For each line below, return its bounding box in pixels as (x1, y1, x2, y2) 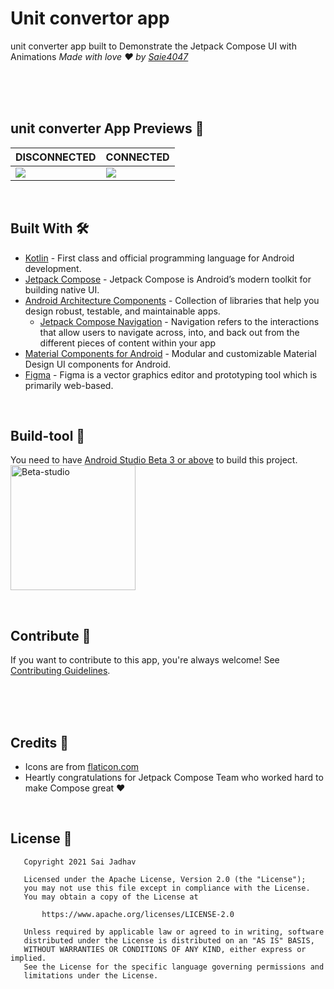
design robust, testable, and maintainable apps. (24, 305, 221, 317)
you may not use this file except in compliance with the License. (23, 883, 311, 893)
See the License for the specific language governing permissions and (23, 962, 325, 972)
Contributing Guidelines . (10, 665, 111, 677)
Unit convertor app (10, 7, 170, 30)
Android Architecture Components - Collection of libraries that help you (24, 294, 320, 306)
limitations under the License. (23, 970, 159, 981)
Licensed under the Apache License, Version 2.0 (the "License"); (23, 874, 307, 884)
